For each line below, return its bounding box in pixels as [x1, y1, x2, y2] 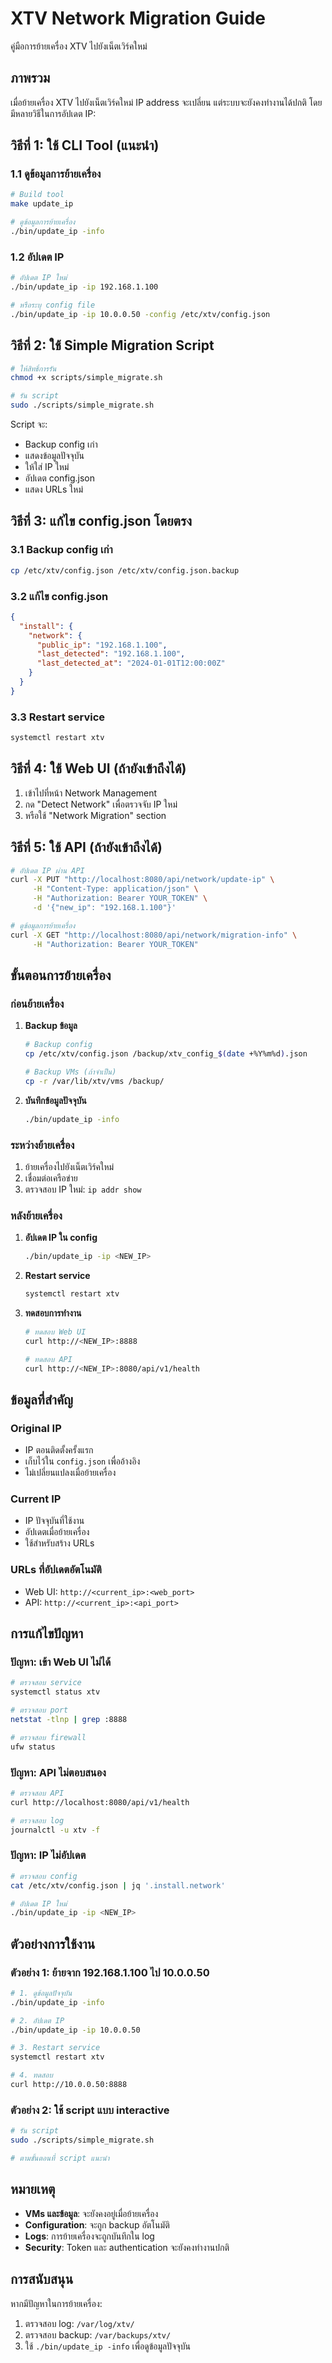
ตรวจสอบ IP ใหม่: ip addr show [24, 1183, 142, 1195]
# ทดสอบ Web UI [24, 1327, 87, 1337]
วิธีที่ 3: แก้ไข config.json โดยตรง [10, 513, 192, 530]
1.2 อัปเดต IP [10, 250, 65, 264]
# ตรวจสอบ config [10, 1871, 78, 1881]
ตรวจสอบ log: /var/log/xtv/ [24, 2317, 135, 2329]
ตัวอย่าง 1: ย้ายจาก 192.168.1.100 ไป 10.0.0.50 [10, 1965, 210, 1979]
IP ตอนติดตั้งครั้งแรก [24, 1444, 94, 1456]
